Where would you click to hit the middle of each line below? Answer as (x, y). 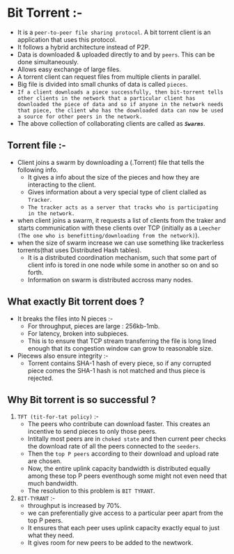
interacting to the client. (62, 184)
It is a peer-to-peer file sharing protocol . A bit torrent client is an (114, 32)
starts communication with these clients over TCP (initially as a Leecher (119, 228)
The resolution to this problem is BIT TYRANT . (91, 491)
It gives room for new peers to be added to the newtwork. (110, 543)
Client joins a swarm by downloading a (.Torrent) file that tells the (111, 162)
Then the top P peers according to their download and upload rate (123, 454)
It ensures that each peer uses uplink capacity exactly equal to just (124, 528)
